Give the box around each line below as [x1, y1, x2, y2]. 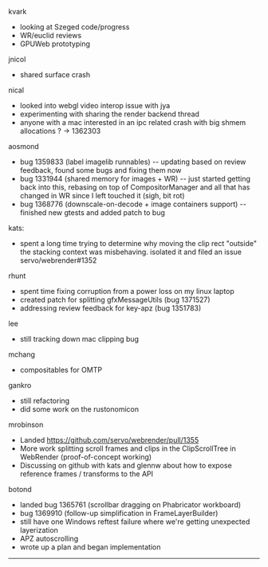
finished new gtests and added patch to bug [19, 208, 166, 217]
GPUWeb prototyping [19, 39, 90, 49]
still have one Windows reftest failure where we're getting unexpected [19, 517, 250, 526]
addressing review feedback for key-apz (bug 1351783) [19, 303, 202, 313]
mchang [8, 350, 36, 359]
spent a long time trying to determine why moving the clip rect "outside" [19, 239, 258, 248]
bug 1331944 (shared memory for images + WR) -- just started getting [19, 174, 251, 183]
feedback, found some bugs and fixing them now [19, 166, 182, 174]
